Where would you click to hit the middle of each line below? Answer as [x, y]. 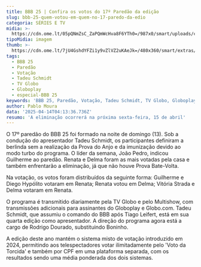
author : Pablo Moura [32, 106]
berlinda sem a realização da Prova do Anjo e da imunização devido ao [94, 147]
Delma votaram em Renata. [39, 190]
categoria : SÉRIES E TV [36, 23]
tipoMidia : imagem [29, 39]
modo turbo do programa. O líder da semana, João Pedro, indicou [87, 154]
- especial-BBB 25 [35, 95]
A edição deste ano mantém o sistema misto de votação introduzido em [95, 239]
